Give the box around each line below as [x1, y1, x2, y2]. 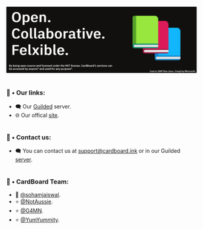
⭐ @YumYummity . [14, 216, 60, 223]
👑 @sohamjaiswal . [14, 191, 61, 198]
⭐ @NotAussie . [14, 197, 53, 205]
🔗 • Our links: [6, 88, 45, 97]
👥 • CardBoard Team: [6, 177, 69, 185]
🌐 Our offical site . [14, 111, 59, 119]
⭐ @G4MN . [14, 207, 43, 214]
